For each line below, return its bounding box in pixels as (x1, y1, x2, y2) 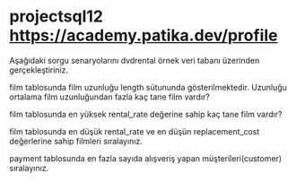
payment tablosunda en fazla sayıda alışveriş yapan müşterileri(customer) (9, 152, 283, 163)
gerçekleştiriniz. (9, 65, 69, 75)
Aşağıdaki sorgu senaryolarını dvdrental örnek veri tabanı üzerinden (9, 55, 260, 65)
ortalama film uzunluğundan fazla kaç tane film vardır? (9, 91, 211, 102)
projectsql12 (9, 6, 103, 27)
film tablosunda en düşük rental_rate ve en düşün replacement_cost (9, 126, 260, 136)
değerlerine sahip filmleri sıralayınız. (9, 135, 144, 146)
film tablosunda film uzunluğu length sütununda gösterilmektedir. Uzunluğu (9, 82, 287, 92)
